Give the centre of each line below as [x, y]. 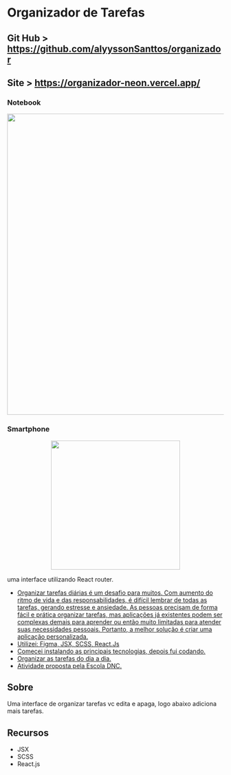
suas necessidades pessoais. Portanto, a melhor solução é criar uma [114, 629]
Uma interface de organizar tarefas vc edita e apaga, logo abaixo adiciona [112, 704]
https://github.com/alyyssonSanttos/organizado [114, 49]
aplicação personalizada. [53, 636]
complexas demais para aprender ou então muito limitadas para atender [119, 622]
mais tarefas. [25, 711]
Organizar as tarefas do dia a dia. [64, 658]
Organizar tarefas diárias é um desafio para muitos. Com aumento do [115, 593]
